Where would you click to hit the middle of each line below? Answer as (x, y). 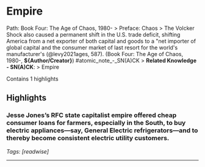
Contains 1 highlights (33, 79)
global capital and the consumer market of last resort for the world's (92, 48)
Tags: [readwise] (28, 151)
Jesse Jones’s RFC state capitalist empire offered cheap (92, 115)
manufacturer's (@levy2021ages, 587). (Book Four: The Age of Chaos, (95, 54)
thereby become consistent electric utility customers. (88, 138)
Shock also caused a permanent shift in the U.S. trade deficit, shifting (93, 34)
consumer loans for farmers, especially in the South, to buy (96, 123)
